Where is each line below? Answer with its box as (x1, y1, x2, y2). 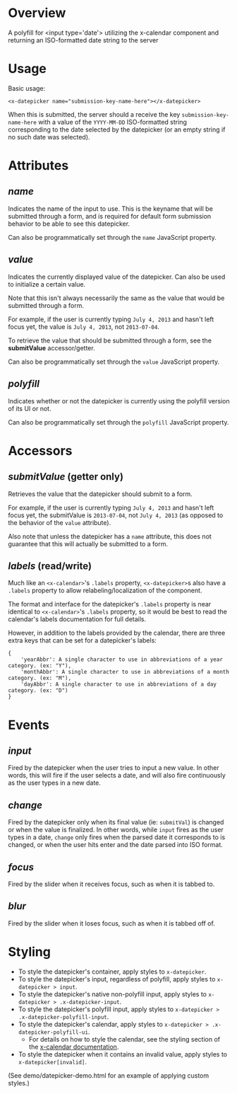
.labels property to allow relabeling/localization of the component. (8, 586, 202, 595)
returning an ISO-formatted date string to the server (8, 35, 159, 44)
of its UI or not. (8, 404, 51, 413)
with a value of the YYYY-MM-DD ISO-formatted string (38, 117, 188, 126)
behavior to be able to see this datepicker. (8, 219, 130, 228)
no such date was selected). (8, 132, 90, 141)
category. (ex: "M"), (8, 674, 72, 682)
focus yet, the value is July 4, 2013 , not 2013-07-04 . (8, 322, 159, 330)
